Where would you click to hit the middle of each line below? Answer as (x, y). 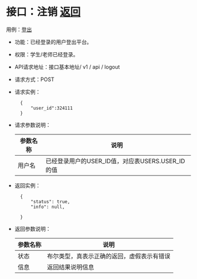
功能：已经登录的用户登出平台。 (53, 42)
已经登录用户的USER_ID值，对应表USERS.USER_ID (116, 161)
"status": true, (50, 201)
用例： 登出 (19, 29)
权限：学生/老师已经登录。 (46, 54)
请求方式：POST (34, 79)
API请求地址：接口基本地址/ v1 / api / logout (67, 67)
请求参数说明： (33, 125)
